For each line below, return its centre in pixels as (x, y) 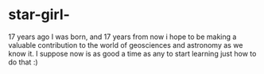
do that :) (23, 62)
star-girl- (39, 15)
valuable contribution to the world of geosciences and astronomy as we (126, 45)
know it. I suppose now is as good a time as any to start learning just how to (132, 53)
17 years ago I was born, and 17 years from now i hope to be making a (122, 37)
